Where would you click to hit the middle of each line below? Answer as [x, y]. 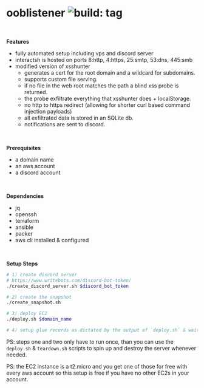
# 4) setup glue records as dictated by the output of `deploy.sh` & [96, 330]
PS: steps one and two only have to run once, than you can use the [90, 342]
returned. [36, 92]
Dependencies [25, 196]
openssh [26, 214]
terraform [27, 220]
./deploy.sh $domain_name [39, 319]
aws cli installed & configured [52, 240]
